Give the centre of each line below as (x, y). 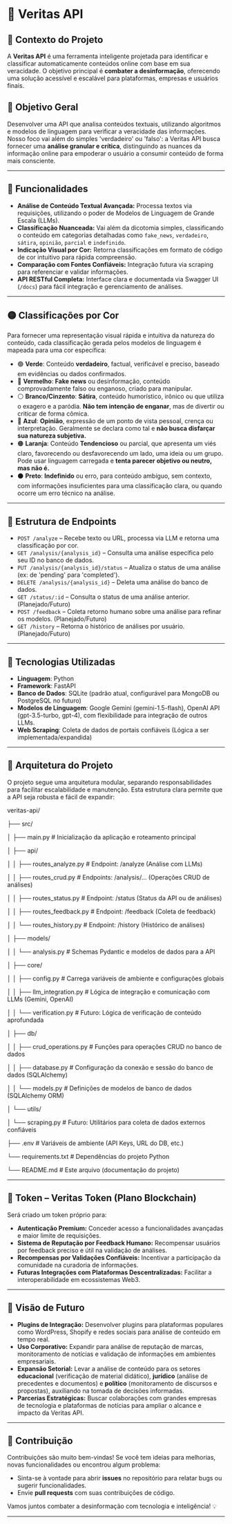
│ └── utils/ (24, 1108)
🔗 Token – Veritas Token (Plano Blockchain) (102, 1198)
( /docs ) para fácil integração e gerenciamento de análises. (100, 286)
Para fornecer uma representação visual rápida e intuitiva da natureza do (111, 335)
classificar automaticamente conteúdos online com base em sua (99, 64)
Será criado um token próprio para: (57, 1215)
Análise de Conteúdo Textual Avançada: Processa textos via (105, 205)
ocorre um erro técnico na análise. (66, 493)
